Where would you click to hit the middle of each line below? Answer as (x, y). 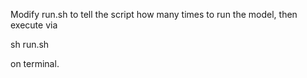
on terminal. (35, 63)
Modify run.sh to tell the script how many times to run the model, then (154, 14)
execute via (34, 25)
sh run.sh (30, 44)
